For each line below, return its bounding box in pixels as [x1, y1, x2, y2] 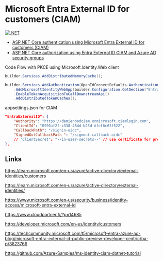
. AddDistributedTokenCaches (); [14, 96, 77, 101]
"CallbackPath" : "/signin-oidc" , [14, 128, 81, 132]
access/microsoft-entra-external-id [5, 202, 76, 208]
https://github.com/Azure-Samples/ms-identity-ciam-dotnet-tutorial [5, 250, 141, 256]
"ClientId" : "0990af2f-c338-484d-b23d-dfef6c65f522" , [14, 123, 125, 129]
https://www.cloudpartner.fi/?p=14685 [5, 212, 82, 218]
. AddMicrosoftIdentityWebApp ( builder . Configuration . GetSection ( [14, 87, 147, 92]
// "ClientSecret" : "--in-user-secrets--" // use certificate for [14, 137, 151, 142]
